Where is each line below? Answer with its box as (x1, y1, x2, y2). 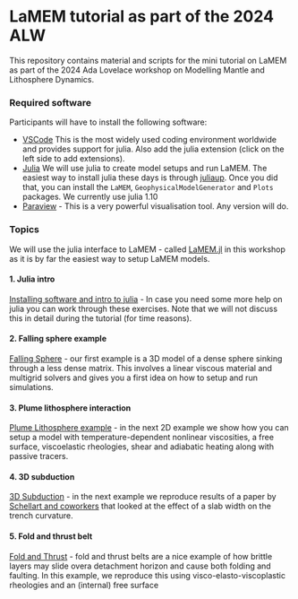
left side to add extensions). (21, 153, 125, 164)
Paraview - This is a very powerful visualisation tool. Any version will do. (21, 201, 289, 212)
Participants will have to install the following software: (9, 117, 208, 127)
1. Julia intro (9, 273, 55, 284)
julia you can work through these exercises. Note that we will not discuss (9, 303, 278, 314)
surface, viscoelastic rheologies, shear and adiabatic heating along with (9, 441, 275, 452)
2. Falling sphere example (9, 334, 107, 344)
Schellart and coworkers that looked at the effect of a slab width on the (9, 500, 271, 512)
